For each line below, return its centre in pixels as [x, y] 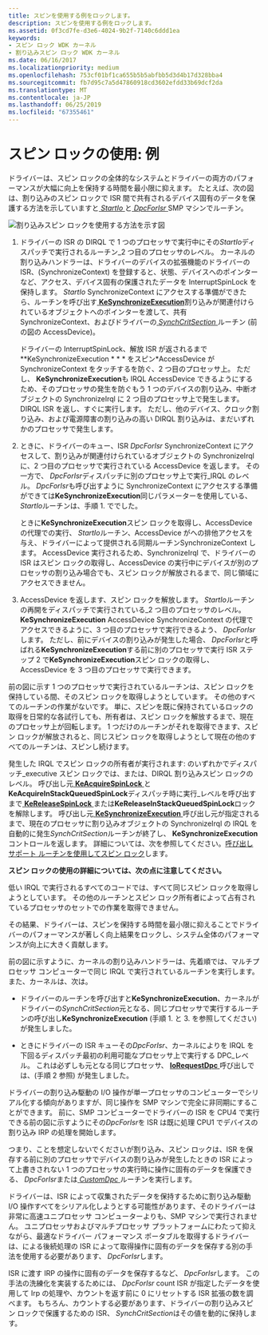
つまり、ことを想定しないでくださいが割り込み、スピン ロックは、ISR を [127, 1149]
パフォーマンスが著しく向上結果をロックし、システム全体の [127, 934]
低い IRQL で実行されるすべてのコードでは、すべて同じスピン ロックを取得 [130, 887]
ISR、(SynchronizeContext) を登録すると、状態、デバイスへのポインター [139, 272]
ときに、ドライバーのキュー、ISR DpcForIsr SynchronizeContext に [130, 445]
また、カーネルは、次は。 [50, 981]
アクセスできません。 [55, 582]
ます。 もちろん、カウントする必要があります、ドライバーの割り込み [127, 1303]
